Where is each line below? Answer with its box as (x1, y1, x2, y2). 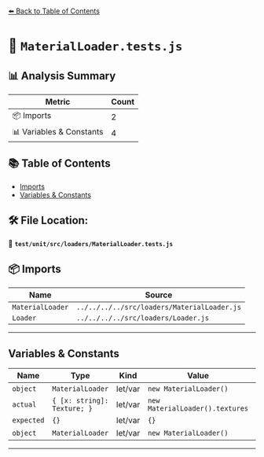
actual (12, 400, 37, 409)
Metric (45, 97, 71, 107)
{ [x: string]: (52, 396, 109, 405)
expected (12, 416, 45, 425)
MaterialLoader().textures (148, 404, 249, 413)
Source (145, 289, 173, 300)
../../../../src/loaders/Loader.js (75, 314, 210, 322)
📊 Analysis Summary (8, 69, 116, 83)
